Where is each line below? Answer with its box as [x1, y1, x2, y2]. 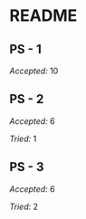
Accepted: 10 [9, 65, 59, 76]
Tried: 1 [9, 133, 37, 144]
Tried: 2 [9, 201, 39, 212]
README [9, 5, 78, 26]
